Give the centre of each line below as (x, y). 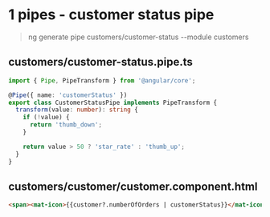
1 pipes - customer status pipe (111, 15)
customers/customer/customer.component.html (133, 186)
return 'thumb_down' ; (66, 125)
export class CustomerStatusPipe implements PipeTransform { (113, 102)
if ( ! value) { (46, 118)
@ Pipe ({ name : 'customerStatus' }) (68, 95)
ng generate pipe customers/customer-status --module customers (138, 37)
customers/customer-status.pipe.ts (100, 62)
